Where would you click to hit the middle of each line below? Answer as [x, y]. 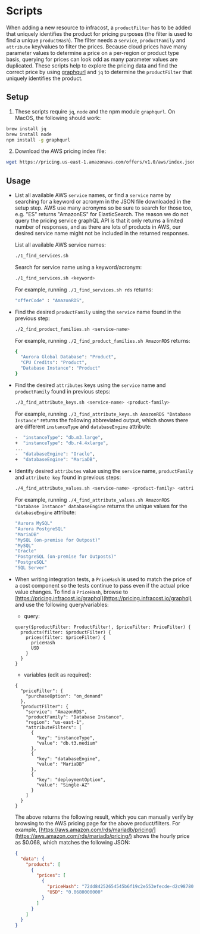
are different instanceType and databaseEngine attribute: [83, 426]
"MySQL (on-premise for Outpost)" [57, 540]
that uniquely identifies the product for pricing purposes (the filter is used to [99, 33]
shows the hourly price [161, 836]
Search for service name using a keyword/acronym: [78, 267]
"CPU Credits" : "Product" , [54, 362]
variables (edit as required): [57, 675]
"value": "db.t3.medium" [67, 743]
